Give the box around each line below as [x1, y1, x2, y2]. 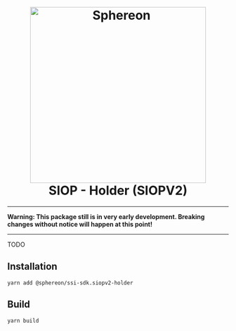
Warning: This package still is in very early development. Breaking [7, 212, 205, 220]
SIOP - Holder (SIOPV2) [48, 182, 188, 199]
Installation [7, 261, 58, 273]
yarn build [7, 317, 39, 324]
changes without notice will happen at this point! [7, 220, 153, 228]
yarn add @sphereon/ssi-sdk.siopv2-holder [7, 279, 133, 287]
